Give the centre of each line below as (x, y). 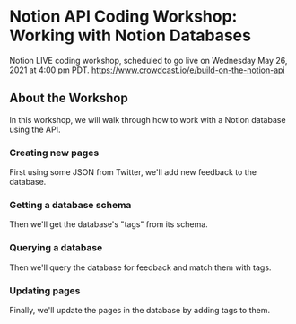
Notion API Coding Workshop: (123, 17)
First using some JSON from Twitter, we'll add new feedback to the (133, 172)
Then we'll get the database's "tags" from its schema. (109, 224)
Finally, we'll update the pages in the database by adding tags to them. (140, 310)
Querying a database (56, 248)
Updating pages (45, 291)
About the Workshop (69, 98)
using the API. (35, 129)
